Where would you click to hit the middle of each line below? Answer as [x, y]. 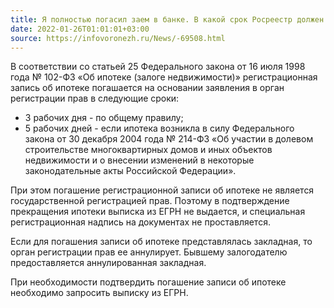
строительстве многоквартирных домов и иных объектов [148, 150]
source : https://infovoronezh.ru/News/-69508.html [118, 38]
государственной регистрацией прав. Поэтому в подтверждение [150, 201]
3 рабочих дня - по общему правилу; [104, 118]
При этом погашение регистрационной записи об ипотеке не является [162, 190]
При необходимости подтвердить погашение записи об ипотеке [148, 282]
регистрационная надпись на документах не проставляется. [140, 222]
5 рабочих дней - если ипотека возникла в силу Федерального [159, 128]
